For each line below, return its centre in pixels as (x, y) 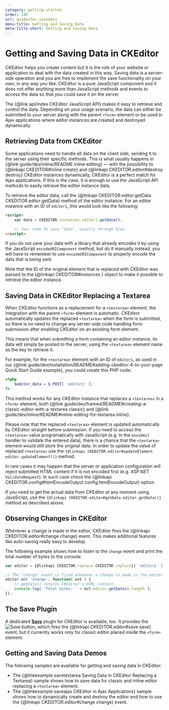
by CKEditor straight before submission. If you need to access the (73, 429)
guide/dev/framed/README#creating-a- (106, 404)
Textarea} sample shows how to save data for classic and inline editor (85, 680)
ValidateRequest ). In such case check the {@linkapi (59, 477)
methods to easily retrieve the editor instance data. (58, 185)
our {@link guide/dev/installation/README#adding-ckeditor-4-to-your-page (84, 365)
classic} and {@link (89, 409)
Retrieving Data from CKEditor (54, 141)
